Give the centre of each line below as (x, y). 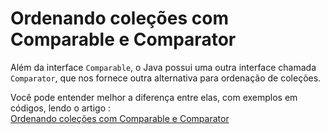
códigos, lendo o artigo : (61, 108)
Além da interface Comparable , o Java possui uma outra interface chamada (163, 67)
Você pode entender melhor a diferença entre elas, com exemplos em (154, 97)
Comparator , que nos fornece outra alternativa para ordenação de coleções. (166, 78)
